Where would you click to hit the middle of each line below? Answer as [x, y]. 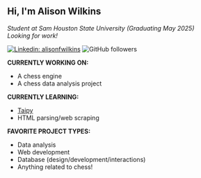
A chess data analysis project [59, 83]
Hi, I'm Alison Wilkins [54, 11]
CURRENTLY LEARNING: [43, 97]
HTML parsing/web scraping [58, 118]
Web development [43, 152]
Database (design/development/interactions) [81, 159]
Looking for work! [32, 35]
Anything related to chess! [55, 167]
